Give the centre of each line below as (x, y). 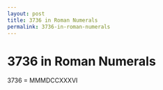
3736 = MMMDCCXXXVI (42, 80)
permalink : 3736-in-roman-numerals (59, 27)
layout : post (26, 14)
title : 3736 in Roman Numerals (53, 20)
